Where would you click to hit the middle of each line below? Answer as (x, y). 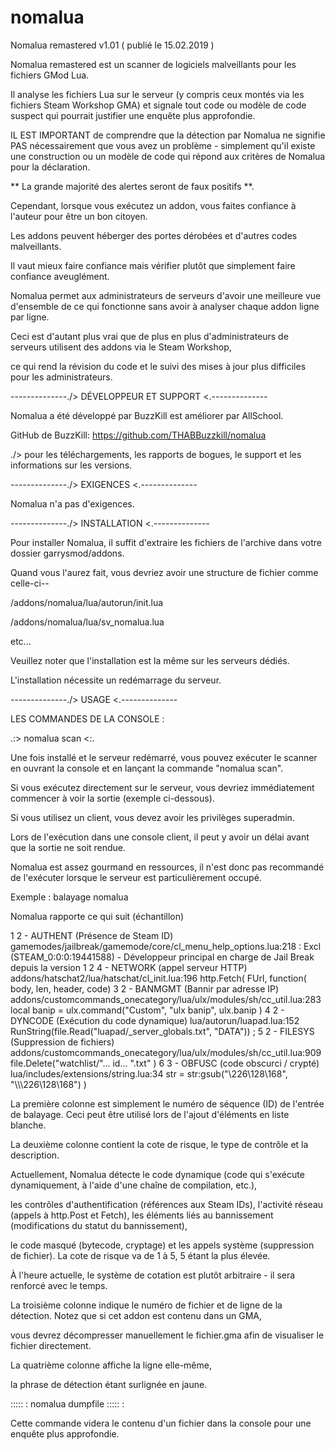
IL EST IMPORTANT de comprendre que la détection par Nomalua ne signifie (168, 135)
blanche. (28, 1125)
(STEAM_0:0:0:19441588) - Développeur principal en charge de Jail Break (162, 957)
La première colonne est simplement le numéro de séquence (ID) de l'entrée (167, 1103)
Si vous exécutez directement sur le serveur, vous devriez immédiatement (162, 787)
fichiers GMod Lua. (50, 75)
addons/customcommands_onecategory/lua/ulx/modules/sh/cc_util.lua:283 (166, 999)
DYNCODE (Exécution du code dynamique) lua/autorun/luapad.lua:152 (155, 1020)
